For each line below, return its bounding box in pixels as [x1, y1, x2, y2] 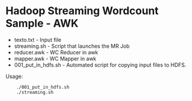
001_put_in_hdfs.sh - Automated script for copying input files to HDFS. [14, 61, 187, 69]
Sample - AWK [5, 17, 79, 30]
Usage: [5, 73, 23, 80]
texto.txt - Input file [14, 36, 62, 43]
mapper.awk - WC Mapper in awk [14, 55, 97, 62]
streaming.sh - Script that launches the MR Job [14, 43, 130, 50]
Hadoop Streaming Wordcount [5, 4, 159, 18]
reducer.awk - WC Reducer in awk [14, 48, 98, 56]
